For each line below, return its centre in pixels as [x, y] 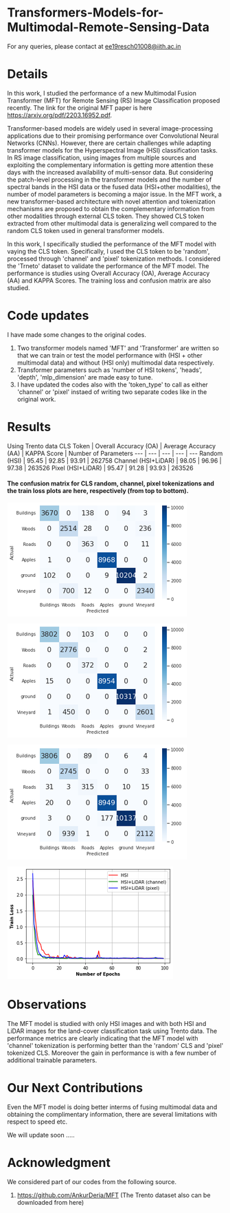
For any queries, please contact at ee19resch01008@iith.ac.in [94, 46]
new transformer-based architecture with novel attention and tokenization [111, 201]
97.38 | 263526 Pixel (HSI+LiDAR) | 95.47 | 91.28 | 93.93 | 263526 [100, 468]
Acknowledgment [59, 1163]
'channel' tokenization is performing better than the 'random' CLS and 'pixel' [115, 1045]
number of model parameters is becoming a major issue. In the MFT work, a [114, 194]
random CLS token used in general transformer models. [86, 230]
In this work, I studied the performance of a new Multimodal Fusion [102, 93]
